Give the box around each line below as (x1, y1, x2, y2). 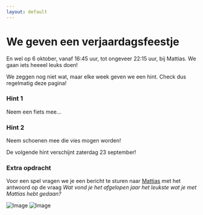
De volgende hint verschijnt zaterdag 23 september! (6, 149, 136, 156)
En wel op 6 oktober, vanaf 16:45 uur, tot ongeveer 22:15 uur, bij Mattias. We (6, 55, 196, 62)
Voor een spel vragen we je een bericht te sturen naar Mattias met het (6, 178, 181, 185)
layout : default (6, 8, 47, 15)
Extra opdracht (6, 164, 52, 172)
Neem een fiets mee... (6, 108, 62, 115)
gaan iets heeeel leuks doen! (6, 61, 78, 68)
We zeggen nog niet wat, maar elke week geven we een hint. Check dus (6, 73, 187, 80)
